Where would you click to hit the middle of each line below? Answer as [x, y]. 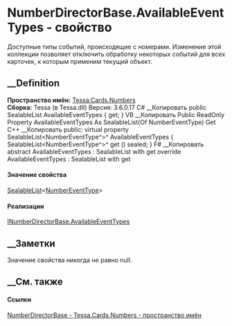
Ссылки [19, 299]
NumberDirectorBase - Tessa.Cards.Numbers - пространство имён [105, 315]
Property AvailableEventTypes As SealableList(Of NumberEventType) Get [111, 122]
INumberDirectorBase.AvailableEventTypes [69, 222]
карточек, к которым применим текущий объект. [80, 61]
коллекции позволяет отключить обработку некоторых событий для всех [116, 54]
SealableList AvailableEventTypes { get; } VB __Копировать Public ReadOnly [116, 114]
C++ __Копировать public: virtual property [68, 129]
